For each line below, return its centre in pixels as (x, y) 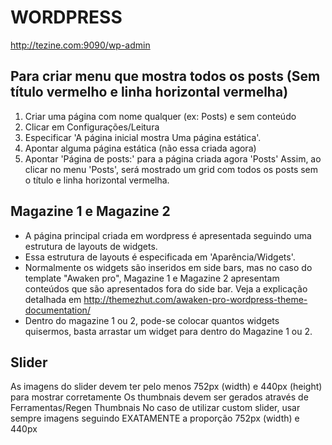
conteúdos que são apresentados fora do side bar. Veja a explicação (166, 288)
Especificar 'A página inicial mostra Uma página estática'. (143, 137)
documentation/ (57, 310)
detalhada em (53, 299)
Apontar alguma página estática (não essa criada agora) (140, 148)
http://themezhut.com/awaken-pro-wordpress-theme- (195, 299)
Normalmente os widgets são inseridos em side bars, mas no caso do (168, 267)
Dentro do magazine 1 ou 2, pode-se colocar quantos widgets (152, 320)
